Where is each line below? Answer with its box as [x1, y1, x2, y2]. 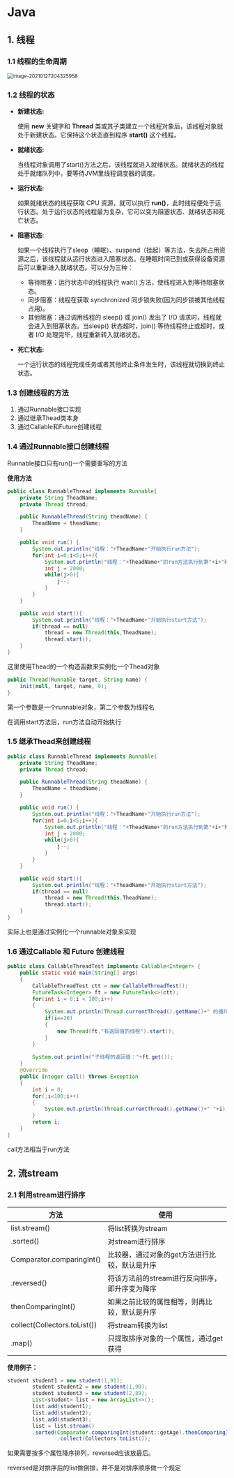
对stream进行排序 [107, 1237, 166, 1246]
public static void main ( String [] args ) [19, 969, 139, 977]
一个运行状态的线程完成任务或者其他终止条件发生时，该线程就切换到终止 [17, 360, 225, 368]
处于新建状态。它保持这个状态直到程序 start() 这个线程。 [17, 130, 180, 140]
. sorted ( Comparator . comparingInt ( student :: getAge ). [32, 1428, 186, 1436]
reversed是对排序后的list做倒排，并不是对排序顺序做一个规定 [7, 1463, 181, 1472]
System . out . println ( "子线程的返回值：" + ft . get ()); [32, 1054, 174, 1061]
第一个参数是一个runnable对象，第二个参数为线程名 [7, 703, 155, 711]
